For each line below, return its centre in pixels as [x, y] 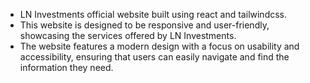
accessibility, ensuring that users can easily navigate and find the [154, 57]
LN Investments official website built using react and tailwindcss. [153, 14]
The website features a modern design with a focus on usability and [159, 46]
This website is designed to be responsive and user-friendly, [144, 25]
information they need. [66, 67]
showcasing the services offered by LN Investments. [128, 35]
